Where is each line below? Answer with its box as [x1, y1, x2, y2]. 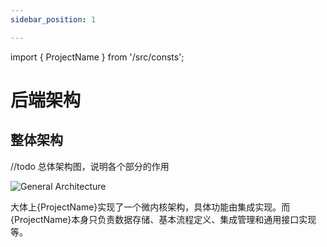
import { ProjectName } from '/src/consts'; [10, 51, 185, 63]
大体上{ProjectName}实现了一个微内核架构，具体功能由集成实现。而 [10, 201, 291, 213]
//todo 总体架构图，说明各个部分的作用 [10, 160, 170, 172]
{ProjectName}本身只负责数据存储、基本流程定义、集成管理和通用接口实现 [10, 213, 317, 225]
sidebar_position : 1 [10, 14, 97, 25]
